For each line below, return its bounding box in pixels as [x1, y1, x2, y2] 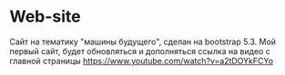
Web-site [9, 6, 82, 27]
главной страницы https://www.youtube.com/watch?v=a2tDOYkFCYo [9, 55, 274, 66]
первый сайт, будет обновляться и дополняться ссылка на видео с [9, 45, 270, 56]
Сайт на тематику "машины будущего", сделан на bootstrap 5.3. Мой [9, 36, 276, 47]
